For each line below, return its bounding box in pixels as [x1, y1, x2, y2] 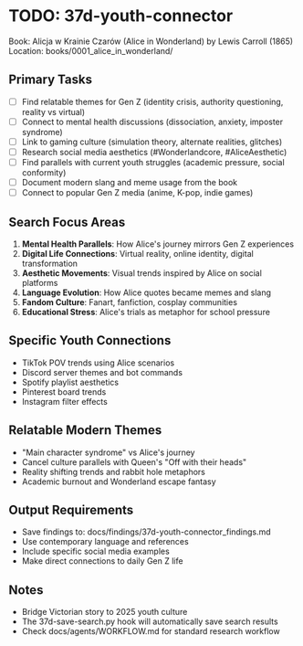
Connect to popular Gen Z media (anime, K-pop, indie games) [21, 187, 254, 198]
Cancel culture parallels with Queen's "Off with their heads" [21, 456, 247, 467]
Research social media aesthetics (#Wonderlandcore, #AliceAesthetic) [21, 146, 287, 157]
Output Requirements [8, 503, 134, 518]
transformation [21, 258, 78, 269]
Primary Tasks [8, 72, 93, 88]
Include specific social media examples [21, 545, 170, 557]
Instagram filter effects [21, 396, 109, 407]
